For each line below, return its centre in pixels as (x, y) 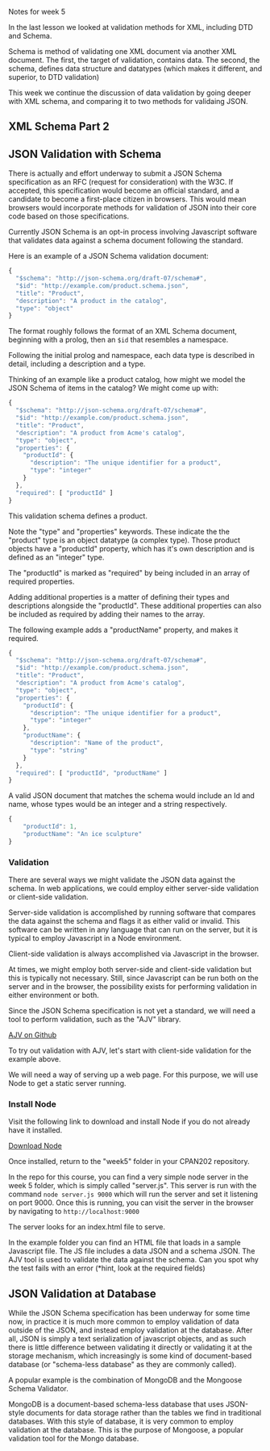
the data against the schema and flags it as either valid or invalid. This (124, 921)
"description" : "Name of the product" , (96, 743)
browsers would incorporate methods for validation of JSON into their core (133, 208)
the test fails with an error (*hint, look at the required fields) (107, 1268)
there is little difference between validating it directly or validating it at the (130, 1347)
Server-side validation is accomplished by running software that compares (132, 913)
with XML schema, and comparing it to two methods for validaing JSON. (128, 101)
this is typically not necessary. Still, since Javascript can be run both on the (134, 978)
